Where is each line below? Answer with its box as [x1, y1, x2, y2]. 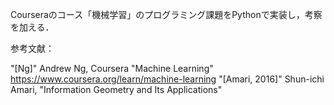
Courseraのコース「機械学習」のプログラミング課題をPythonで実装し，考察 [10, 9, 323, 20]
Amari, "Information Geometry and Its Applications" [10, 84, 223, 95]
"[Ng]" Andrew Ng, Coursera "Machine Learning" [10, 63, 214, 74]
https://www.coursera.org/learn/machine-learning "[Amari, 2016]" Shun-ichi [10, 73, 325, 85]
